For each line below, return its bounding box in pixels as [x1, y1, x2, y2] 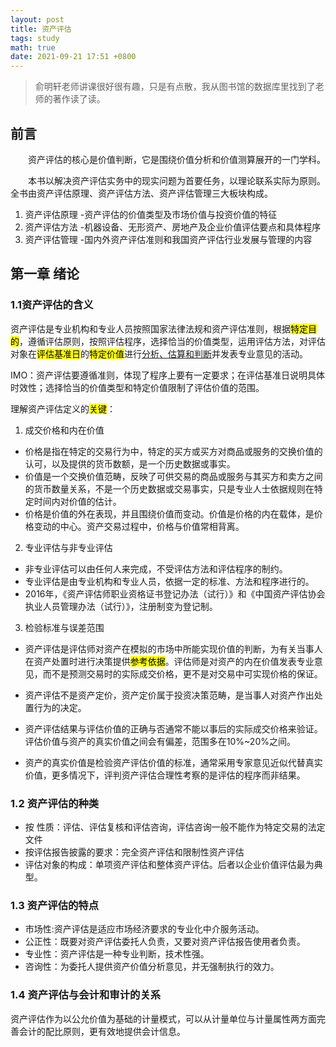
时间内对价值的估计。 [33, 495, 122, 507]
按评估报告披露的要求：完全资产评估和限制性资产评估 [24, 846, 245, 858]
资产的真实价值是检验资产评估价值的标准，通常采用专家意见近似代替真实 [24, 756, 323, 768]
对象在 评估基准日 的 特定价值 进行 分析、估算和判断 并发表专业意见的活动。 [10, 347, 308, 360]
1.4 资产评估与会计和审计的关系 [10, 988, 162, 1002]
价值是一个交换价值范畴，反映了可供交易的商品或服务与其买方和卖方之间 [24, 470, 323, 482]
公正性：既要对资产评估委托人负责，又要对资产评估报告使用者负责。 [24, 936, 306, 948]
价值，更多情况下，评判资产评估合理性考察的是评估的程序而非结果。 [24, 769, 306, 781]
